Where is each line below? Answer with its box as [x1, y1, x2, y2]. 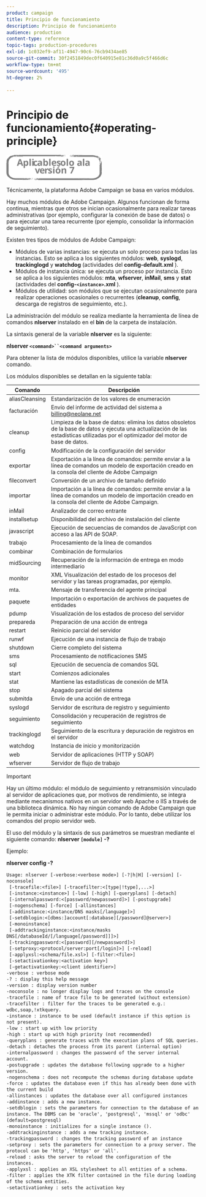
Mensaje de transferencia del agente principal [51, 586, 167, 594]
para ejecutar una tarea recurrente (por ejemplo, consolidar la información [6, 218, 194, 225]
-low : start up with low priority [6, 1025, 97, 1031]
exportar [9, 462, 31, 469]
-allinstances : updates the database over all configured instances [6, 1093, 188, 1099]
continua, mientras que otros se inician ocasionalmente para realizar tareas [6, 205, 196, 212]
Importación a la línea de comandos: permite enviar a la [51, 485, 191, 493]
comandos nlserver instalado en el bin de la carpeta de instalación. [6, 319, 177, 326]
